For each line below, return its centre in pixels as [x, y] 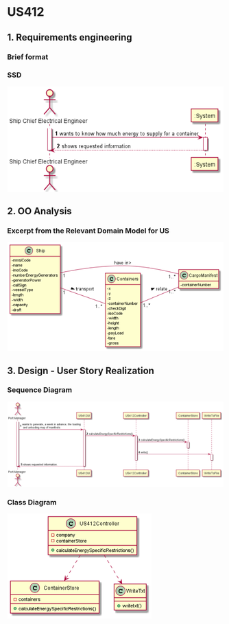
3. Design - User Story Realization [81, 370]
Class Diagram [32, 502]
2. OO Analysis [39, 211]
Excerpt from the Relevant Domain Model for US [88, 231]
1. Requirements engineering [70, 37]
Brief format [28, 57]
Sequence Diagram [40, 390]
